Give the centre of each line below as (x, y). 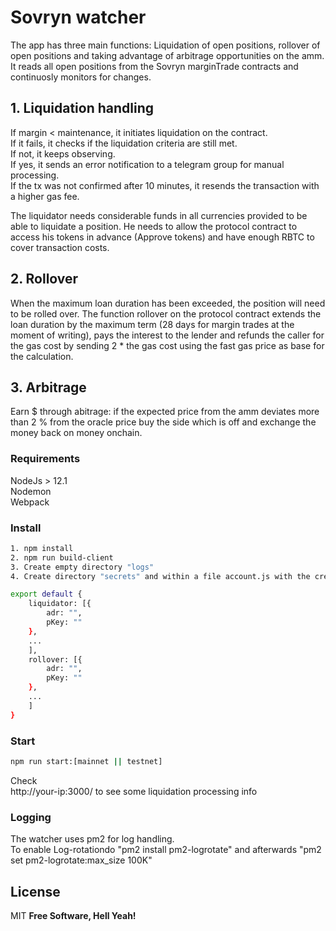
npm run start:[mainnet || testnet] (86, 762)
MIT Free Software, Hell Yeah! (73, 915)
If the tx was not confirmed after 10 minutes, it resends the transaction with (165, 185)
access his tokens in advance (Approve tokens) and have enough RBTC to (162, 237)
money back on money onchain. (76, 433)
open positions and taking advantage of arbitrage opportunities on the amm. (167, 55)
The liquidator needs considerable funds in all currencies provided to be (159, 215)
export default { (46, 594)
